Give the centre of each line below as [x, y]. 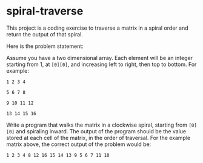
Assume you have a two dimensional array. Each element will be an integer [99, 58]
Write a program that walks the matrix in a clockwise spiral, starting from [97, 125]
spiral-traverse [45, 11]
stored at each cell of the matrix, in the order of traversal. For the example [98, 138]
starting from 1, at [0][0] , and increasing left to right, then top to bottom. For [101, 64]
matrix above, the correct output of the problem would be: [79, 144]
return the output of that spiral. [45, 34]
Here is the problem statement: [45, 46]
